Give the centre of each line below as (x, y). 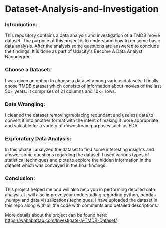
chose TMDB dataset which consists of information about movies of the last (83, 86)
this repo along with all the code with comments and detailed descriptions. (82, 205)
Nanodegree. (19, 57)
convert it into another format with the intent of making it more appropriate (82, 120)
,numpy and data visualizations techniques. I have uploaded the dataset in (81, 200)
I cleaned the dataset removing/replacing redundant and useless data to (79, 115)
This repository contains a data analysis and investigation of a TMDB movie (83, 35)
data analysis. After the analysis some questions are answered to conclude (82, 46)
